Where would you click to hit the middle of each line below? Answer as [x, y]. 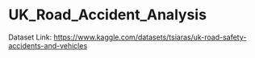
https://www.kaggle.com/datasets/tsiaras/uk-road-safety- [150, 37]
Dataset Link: [30, 37]
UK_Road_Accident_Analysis [108, 15]
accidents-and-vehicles [48, 45]
